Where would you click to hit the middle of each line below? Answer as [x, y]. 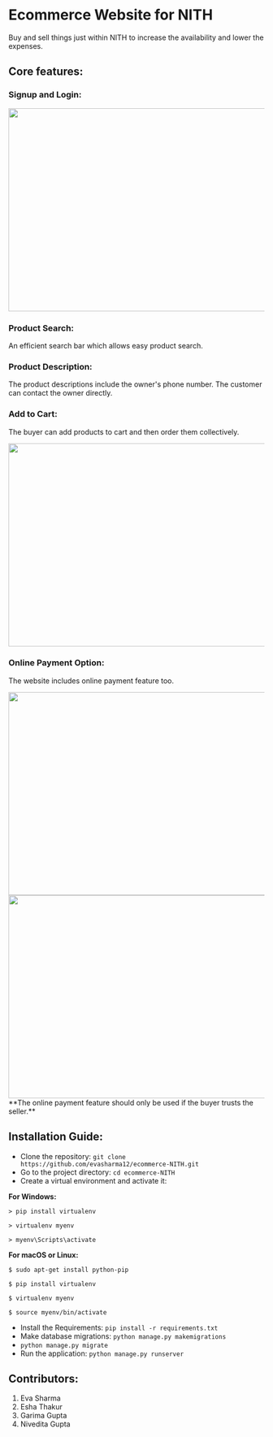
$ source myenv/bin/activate [58, 1312]
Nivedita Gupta [45, 1424]
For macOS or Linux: [43, 1255]
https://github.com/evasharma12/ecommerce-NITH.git [109, 1164]
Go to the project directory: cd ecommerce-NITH [97, 1172]
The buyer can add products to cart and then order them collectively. [124, 431]
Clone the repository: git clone [73, 1156]
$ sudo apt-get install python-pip [69, 1270]
